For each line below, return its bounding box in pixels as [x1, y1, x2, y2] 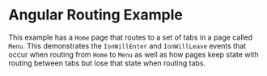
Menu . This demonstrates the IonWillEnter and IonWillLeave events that [8, 40, 247, 50]
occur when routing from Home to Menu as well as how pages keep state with [8, 49, 259, 59]
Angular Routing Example [8, 6, 184, 24]
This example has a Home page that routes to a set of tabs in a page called [8, 32, 253, 42]
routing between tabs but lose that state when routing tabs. [8, 58, 206, 68]
